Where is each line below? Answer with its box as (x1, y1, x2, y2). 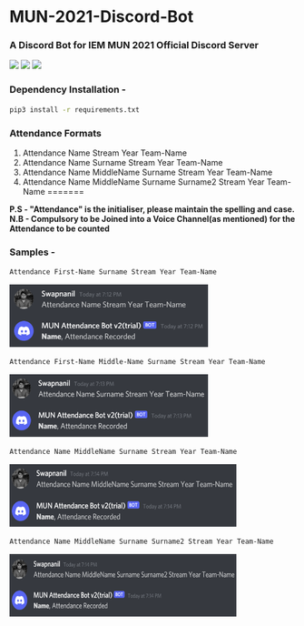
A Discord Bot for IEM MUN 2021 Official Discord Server (9, 39, 260, 52)
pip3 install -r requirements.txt (9, 105, 141, 115)
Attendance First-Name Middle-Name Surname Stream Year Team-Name (9, 358, 266, 367)
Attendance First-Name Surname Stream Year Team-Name (9, 268, 218, 277)
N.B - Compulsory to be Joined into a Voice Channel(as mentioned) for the (9, 213, 296, 224)
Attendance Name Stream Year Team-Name (22, 147, 188, 158)
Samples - (9, 246, 56, 258)
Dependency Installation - (9, 84, 127, 96)
